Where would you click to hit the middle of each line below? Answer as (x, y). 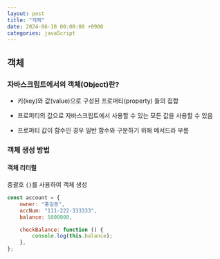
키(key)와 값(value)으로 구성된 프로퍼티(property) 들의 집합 (98, 101)
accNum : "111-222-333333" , (58, 210)
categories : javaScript (42, 33)
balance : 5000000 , (46, 217)
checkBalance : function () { (62, 230)
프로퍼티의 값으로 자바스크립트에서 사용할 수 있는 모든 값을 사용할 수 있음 (115, 115)
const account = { (34, 198)
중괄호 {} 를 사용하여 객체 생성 (47, 185)
